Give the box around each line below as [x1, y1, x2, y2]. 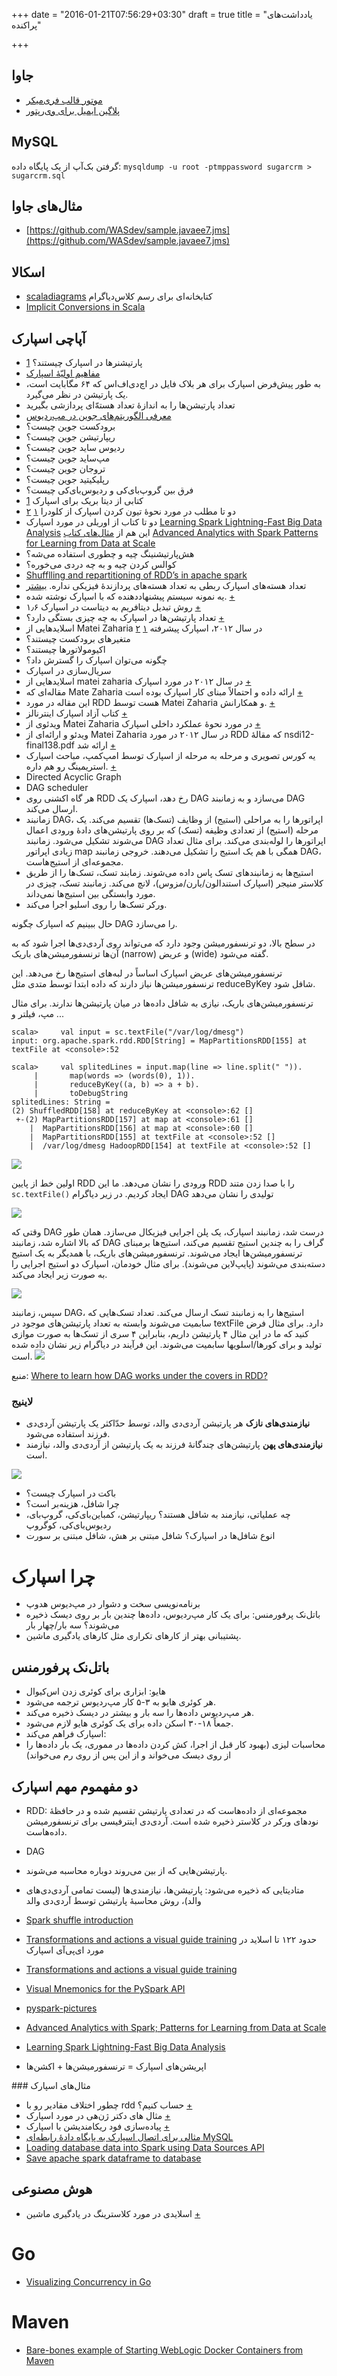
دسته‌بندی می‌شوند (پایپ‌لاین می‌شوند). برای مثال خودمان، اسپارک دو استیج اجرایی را [11, 1258, 326, 1270]
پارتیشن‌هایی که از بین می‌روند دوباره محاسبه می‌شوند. [25, 1864, 228, 1876]
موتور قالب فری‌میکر [25, 94, 103, 106]
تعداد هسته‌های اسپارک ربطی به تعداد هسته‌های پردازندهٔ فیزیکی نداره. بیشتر [25, 580, 307, 592]
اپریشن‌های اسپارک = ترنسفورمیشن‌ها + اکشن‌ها [25, 2060, 207, 2072]
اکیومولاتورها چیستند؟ [25, 644, 106, 656]
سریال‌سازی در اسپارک [25, 665, 112, 677]
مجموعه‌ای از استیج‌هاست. [25, 856, 124, 868]
